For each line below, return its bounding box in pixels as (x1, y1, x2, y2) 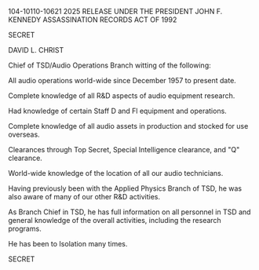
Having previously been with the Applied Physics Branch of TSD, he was (8, 184, 243, 193)
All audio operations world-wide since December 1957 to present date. (8, 76, 237, 85)
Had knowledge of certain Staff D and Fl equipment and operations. (8, 106, 228, 115)
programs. (8, 224, 42, 233)
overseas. (8, 130, 41, 139)
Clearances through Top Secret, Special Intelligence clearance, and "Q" (8, 145, 240, 154)
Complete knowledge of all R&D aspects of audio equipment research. (8, 91, 235, 100)
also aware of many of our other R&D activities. (8, 192, 161, 201)
